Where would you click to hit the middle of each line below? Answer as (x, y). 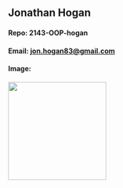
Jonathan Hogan (50, 13)
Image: (20, 69)
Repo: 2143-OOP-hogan (48, 33)
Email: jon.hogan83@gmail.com (62, 51)
